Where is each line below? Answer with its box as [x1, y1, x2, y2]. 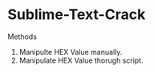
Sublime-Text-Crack [7, 6, 146, 24]
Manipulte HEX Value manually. [18, 47, 123, 56]
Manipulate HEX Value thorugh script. [18, 56, 144, 65]
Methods [7, 32, 38, 41]
